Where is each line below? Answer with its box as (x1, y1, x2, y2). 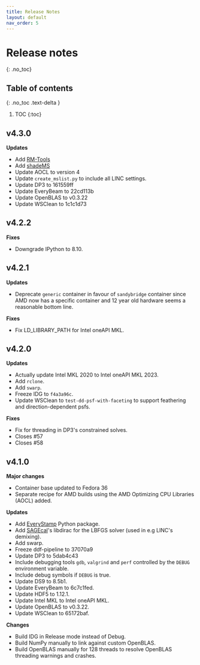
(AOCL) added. (14, 497, 52, 505)
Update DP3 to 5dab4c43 (14, 552, 79, 559)
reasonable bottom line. (14, 303, 74, 310)
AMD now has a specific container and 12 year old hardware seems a (14, 297, 186, 304)
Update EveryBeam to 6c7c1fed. (14, 584, 95, 592)
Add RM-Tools (14, 156, 51, 163)
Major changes (6, 473, 45, 480)
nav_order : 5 (6, 20, 39, 26)
